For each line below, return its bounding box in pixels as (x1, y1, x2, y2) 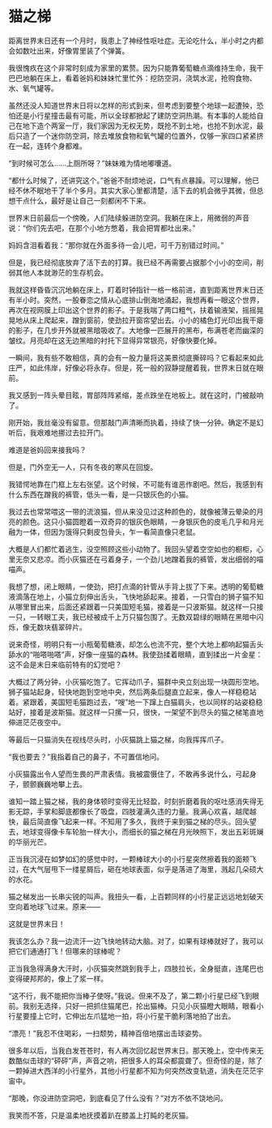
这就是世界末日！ (8, 919, 66, 929)
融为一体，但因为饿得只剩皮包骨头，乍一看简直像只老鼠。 (8, 527, 200, 536)
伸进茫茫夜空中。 (8, 717, 66, 727)
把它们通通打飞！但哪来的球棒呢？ (8, 946, 122, 956)
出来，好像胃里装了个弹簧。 (36, 45, 130, 55)
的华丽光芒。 (8, 836, 51, 847)
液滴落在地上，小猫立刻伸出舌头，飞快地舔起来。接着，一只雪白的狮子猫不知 (8, 592, 264, 601)
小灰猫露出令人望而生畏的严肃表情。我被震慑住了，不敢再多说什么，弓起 (8, 769, 249, 779)
